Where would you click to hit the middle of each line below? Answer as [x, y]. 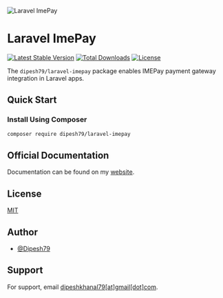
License [24, 193]
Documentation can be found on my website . [71, 172]
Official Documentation [58, 155]
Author [22, 232]
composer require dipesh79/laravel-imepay [69, 134]
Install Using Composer [47, 119]
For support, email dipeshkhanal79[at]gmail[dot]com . [83, 287]
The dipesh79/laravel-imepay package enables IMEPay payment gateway [112, 71]
